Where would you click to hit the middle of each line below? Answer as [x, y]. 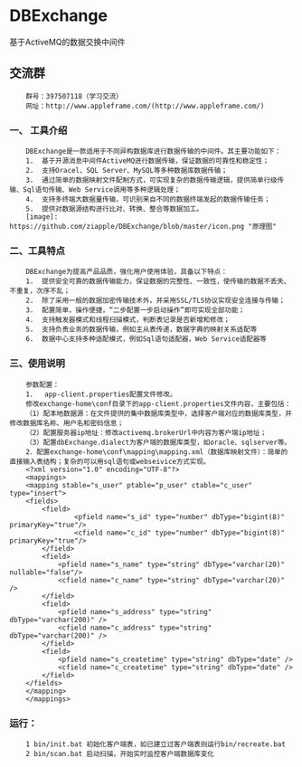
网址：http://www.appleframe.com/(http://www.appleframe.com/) [145, 106]
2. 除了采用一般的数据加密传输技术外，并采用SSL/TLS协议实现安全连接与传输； [156, 301]
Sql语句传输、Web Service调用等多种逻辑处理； [101, 190]
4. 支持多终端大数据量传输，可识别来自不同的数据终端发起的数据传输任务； [148, 200]
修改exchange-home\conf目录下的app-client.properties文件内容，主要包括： [159, 403]
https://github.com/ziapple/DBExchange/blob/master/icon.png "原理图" [143, 227]
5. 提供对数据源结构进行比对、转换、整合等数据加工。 [114, 209]
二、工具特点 [38, 251]
